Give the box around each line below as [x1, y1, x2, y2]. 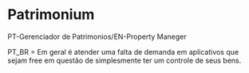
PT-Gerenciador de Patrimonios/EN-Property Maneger [7, 32, 187, 41]
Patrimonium [7, 6, 95, 24]
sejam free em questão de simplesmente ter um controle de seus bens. [7, 56, 242, 65]
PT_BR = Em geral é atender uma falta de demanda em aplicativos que [7, 47, 239, 56]
